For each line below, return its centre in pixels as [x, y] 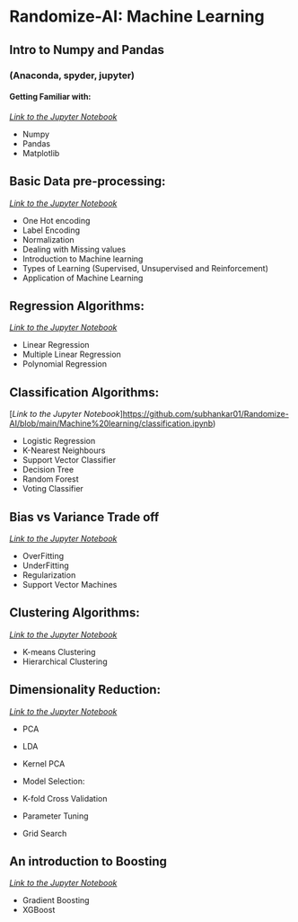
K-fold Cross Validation [65, 798]
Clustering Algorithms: [75, 613]
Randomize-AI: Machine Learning [137, 17]
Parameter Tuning [55, 816]
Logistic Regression [59, 441]
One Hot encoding [56, 220]
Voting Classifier [53, 489]
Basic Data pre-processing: [88, 182]
